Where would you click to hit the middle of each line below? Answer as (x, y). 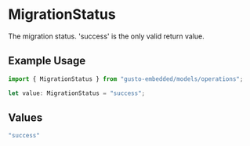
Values (25, 117)
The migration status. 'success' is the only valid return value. (107, 36)
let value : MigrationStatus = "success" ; (77, 93)
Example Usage (47, 61)
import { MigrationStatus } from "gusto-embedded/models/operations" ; (126, 79)
